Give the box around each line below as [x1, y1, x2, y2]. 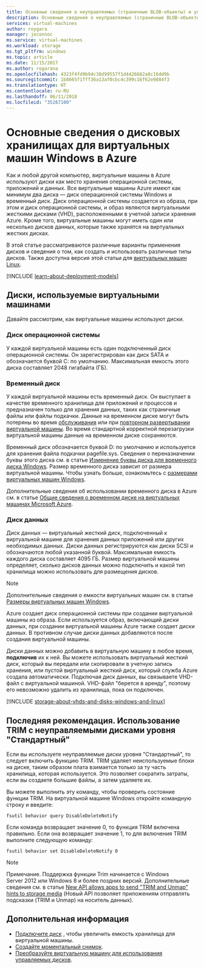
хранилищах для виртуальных [6, 138, 170, 152]
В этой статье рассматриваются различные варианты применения [6, 241, 181, 248]
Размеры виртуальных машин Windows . [6, 598, 111, 605]
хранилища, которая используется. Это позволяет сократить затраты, [6, 770, 189, 778]
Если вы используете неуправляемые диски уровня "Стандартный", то [6, 751, 191, 758]
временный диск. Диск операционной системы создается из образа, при [6, 197, 198, 204]
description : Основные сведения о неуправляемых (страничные [6, 15, 165, 21]
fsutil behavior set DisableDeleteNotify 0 [6, 848, 118, 854]
